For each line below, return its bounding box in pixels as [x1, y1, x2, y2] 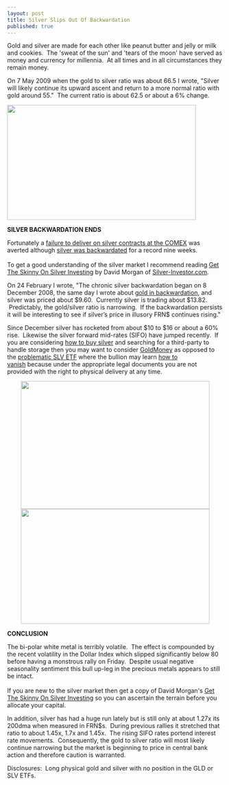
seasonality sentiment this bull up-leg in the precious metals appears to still [7, 665, 221, 673]
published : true [7, 23, 53, 30]
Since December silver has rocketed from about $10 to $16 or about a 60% [7, 324, 219, 332]
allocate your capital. [7, 701, 67, 710]
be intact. [7, 672, 34, 680]
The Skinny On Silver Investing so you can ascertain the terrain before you [7, 694, 217, 702]
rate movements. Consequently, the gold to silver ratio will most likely [7, 736, 205, 745]
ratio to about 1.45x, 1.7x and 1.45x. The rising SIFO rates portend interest [7, 729, 216, 738]
